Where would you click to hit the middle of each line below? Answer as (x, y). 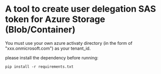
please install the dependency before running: (52, 57)
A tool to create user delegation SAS (80, 9)
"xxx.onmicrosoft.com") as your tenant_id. (48, 48)
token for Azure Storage (55, 19)
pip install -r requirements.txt (39, 67)
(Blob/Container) (40, 30)
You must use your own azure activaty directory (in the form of (69, 43)
